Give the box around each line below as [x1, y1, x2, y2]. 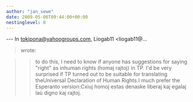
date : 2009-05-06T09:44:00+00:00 [6, 14, 88, 20]
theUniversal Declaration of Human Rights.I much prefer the [35, 77, 181, 84]
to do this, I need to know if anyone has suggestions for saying [35, 58, 188, 65]
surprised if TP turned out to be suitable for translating [35, 71, 168, 78]
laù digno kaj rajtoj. [35, 89, 81, 97]
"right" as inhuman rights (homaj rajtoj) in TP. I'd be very [35, 64, 172, 72]
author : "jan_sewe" [6, 8, 54, 15]
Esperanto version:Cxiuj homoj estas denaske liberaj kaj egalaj [35, 83, 187, 90]
